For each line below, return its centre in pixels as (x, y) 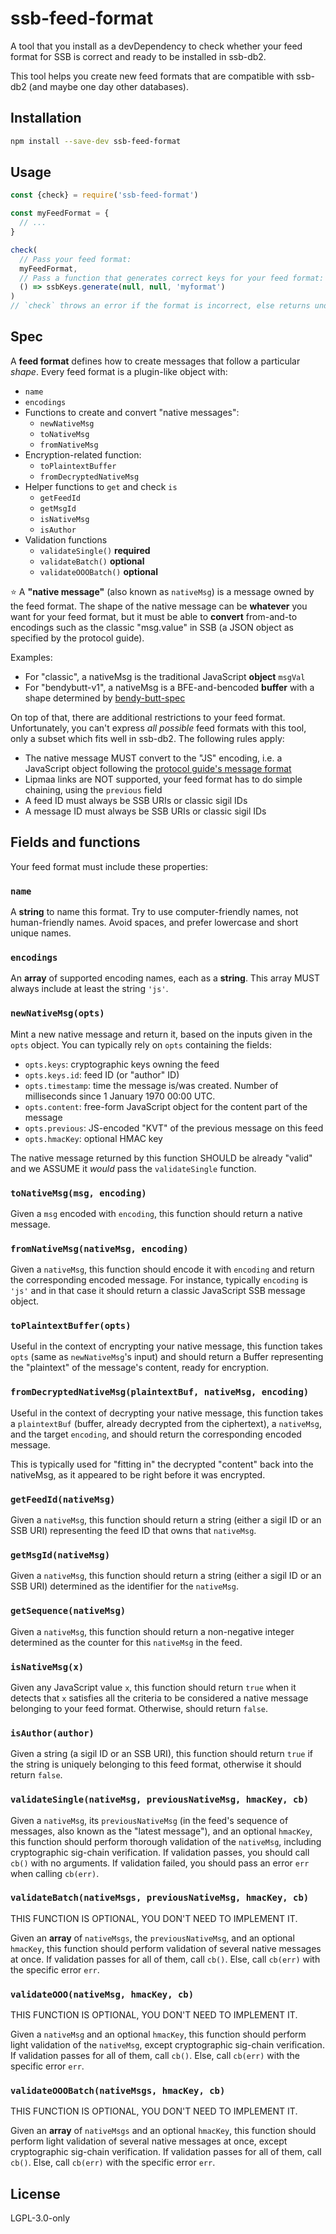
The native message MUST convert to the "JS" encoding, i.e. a (153, 758)
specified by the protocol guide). (77, 638)
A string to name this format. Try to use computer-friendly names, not (154, 911)
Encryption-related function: (83, 454)
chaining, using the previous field (93, 789)
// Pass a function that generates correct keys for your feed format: (172, 278)
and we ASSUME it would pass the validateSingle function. (133, 1168)
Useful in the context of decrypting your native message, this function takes (167, 1413)
